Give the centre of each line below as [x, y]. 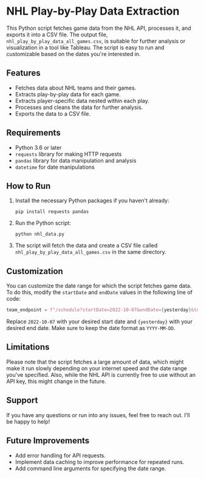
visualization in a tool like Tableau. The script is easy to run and [86, 47]
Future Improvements [48, 441]
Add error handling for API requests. [60, 455]
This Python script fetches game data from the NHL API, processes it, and [99, 28]
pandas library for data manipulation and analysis [76, 160]
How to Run [29, 186]
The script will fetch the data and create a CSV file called [86, 245]
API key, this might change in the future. [56, 381]
